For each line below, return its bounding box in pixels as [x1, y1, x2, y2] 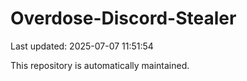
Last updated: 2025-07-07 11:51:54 [10, 40, 154, 52]
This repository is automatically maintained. [10, 59, 190, 71]
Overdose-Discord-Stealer [10, 7, 237, 30]
